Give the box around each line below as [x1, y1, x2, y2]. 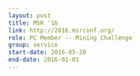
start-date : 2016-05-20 [8, 48, 87, 56]
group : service [8, 41, 59, 49]
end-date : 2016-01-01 [8, 56, 80, 64]
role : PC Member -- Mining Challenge [8, 33, 133, 42]
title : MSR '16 [8, 19, 59, 27]
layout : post [8, 11, 51, 20]
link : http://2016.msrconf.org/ [8, 26, 115, 34]
